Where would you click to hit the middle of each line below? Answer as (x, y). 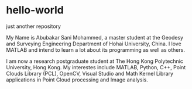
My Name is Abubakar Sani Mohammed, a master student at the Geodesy (95, 37)
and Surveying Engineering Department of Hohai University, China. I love (94, 44)
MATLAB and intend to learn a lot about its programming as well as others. (96, 49)
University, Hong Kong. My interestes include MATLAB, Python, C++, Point (96, 67)
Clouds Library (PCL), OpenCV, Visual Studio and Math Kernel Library (90, 73)
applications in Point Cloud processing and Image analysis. (77, 80)
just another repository (34, 26)
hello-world (35, 10)
